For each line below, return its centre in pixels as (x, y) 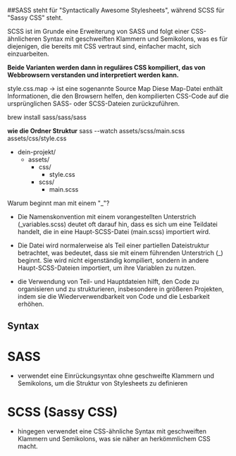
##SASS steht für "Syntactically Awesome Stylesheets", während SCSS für (116, 10)
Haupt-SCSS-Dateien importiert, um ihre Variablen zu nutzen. (107, 268)
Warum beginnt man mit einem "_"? (58, 203)
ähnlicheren (25, 39)
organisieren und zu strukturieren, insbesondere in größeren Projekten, (120, 289)
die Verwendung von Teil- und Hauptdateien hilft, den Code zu (108, 282)
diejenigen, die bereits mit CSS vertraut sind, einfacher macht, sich (104, 46)
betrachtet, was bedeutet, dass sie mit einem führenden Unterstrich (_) (120, 253)
